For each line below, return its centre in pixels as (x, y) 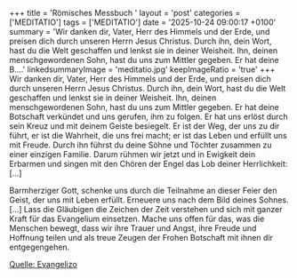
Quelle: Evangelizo (43, 264)
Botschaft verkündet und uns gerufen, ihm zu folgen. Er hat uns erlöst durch (148, 116)
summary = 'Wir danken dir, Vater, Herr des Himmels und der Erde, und (140, 32)
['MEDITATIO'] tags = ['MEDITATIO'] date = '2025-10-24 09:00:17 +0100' (143, 22)
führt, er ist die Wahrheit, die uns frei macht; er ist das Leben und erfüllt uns (148, 135)
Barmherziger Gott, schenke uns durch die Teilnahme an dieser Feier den (143, 191)
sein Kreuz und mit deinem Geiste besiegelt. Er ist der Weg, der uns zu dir (144, 126)
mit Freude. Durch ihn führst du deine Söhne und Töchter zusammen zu (140, 145)
